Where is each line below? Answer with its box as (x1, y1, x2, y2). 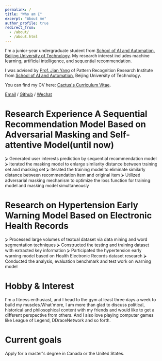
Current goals (5, 334, 62, 345)
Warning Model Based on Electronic (5, 210, 152, 221)
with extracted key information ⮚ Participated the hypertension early (5, 247, 142, 253)
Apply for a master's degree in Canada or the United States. (5, 350, 125, 356)
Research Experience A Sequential (5, 108, 147, 120)
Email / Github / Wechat (5, 91, 52, 97)
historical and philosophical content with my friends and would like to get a (5, 307, 155, 313)
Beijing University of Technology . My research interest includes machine (5, 53, 150, 58)
